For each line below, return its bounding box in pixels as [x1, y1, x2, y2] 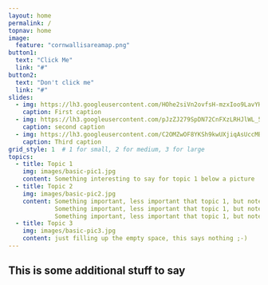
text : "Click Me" [15, 57, 73, 65]
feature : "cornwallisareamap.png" [15, 42, 130, 49]
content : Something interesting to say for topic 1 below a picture [22, 175, 255, 184]
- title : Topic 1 [15, 160, 73, 168]
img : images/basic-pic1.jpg [22, 168, 116, 176]
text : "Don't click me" [15, 78, 94, 86]
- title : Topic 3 [15, 220, 73, 228]
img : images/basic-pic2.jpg [22, 189, 116, 198]
